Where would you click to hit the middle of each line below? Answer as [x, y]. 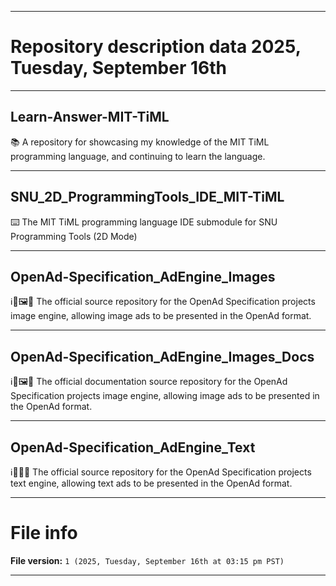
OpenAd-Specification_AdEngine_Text [133, 447]
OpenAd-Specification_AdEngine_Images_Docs [162, 356]
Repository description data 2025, [156, 47]
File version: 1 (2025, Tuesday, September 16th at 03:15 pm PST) [147, 560]
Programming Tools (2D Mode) [74, 236]
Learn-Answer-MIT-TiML [90, 117]
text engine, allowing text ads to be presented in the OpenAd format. [151, 483]
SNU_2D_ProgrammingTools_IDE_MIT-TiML [147, 197]
